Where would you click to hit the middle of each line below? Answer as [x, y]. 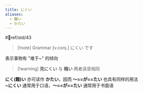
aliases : [14, 14]
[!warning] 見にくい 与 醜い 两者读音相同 [59, 69]
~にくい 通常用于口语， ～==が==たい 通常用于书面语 [60, 86]
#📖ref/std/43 [18, 38]
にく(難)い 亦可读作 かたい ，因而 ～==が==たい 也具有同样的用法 [72, 79]
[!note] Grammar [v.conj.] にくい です [55, 48]
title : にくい [19, 10]
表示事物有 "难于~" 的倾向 [32, 58]
